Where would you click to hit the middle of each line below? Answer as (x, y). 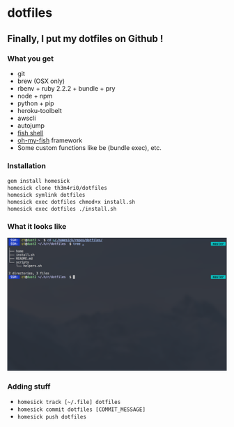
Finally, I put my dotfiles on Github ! (85, 39)
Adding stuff (29, 387)
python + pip (36, 103)
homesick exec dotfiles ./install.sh (62, 209)
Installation (27, 165)
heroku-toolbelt (40, 110)
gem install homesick (39, 181)
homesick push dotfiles (52, 417)
